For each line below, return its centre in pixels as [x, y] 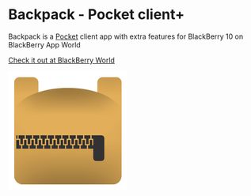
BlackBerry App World [44, 44]
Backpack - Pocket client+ [97, 15]
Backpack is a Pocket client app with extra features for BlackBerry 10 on [126, 36]
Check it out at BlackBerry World [61, 60]
